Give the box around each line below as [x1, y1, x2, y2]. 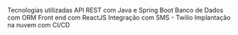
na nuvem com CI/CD [7, 21, 70, 29]
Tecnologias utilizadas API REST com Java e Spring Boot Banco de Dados [7, 6, 224, 14]
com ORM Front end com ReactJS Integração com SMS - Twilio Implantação [7, 13, 231, 22]
